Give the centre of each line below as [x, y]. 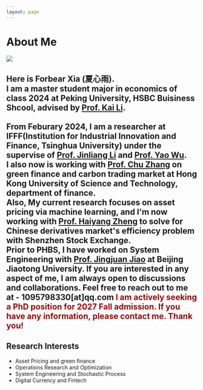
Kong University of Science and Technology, [92, 183]
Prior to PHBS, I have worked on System [83, 250]
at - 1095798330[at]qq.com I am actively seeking [102, 297]
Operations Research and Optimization [63, 367]
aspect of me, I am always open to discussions [96, 278]
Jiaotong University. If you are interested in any [98, 268]
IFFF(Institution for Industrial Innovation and [92, 136]
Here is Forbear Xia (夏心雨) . [61, 79]
